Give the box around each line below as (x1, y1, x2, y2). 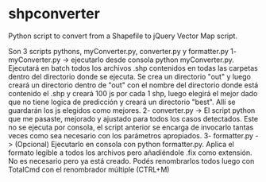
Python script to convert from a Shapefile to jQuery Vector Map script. (8, 31, 238, 41)
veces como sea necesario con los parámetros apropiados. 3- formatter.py (8, 130, 254, 140)
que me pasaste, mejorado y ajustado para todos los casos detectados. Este (8, 114, 259, 123)
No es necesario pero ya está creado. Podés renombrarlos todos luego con (8, 156, 255, 165)
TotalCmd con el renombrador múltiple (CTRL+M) (8, 165, 170, 174)
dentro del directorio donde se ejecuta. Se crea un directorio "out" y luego (8, 72, 252, 81)
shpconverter (8, 5, 101, 23)
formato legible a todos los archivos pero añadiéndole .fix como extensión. (8, 148, 253, 157)
